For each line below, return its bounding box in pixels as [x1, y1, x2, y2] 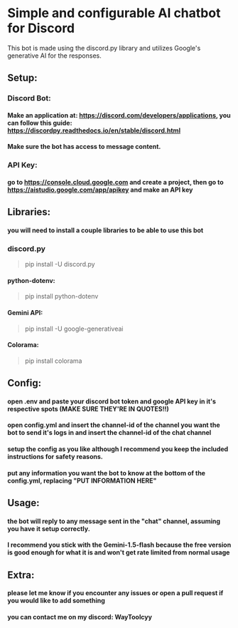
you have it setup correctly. [7, 524, 90, 532]
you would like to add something [7, 597, 105, 605]
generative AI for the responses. [7, 51, 102, 60]
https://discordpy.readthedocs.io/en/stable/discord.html [7, 126, 181, 135]
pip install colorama [24, 356, 82, 365]
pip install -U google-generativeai [24, 324, 124, 333]
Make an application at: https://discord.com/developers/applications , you [7, 110, 231, 119]
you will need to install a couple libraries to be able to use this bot [7, 226, 204, 235]
